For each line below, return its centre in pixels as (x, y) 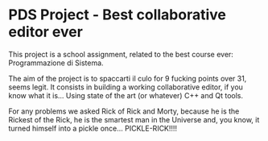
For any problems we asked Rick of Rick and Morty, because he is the (124, 111)
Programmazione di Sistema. (56, 63)
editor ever (45, 32)
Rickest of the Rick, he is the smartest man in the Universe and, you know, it (134, 119)
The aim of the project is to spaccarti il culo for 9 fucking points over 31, (128, 78)
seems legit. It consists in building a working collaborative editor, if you (126, 87)
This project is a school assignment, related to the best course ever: (121, 54)
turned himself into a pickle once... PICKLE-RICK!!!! (93, 128)
